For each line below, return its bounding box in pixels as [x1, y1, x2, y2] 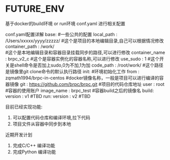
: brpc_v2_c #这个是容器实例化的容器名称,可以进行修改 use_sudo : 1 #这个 [5, 55, 160, 61]
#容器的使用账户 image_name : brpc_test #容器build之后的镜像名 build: [5, 87, 154, 93]
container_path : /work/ [5, 43, 55, 49]
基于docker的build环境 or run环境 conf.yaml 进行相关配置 [5, 20, 126, 26]
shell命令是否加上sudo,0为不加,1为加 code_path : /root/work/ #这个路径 [14, 62, 163, 68]
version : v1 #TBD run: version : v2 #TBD [5, 93, 91, 99]
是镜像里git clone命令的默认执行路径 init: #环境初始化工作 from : [5, 68, 139, 74]
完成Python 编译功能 [12, 148, 56, 155]
